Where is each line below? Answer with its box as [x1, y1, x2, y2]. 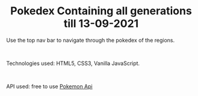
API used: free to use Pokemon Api [6, 82, 93, 90]
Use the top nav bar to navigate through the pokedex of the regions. [6, 36, 175, 44]
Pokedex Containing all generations [10, 4, 193, 18]
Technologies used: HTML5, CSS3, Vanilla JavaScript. [6, 60, 140, 67]
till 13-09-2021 [63, 17, 139, 30]
